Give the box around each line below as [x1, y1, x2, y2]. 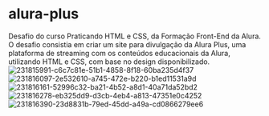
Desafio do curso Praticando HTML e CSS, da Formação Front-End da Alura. [8, 31, 261, 41]
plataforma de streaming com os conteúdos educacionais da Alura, [8, 48, 231, 58]
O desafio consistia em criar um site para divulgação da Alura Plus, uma [8, 39, 247, 49]
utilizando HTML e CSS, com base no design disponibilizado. [8, 57, 210, 66]
